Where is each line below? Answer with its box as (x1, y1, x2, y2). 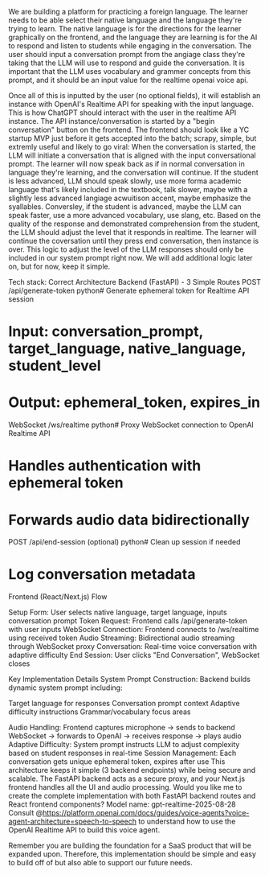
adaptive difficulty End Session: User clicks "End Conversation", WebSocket (8, 651, 260, 660)
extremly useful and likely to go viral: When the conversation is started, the (8, 142, 256, 151)
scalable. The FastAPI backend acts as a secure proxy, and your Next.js (8, 774, 246, 783)
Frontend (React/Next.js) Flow (8, 592, 108, 602)
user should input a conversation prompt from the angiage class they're (8, 50, 246, 59)
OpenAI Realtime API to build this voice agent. (8, 825, 161, 835)
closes (8, 659, 31, 668)
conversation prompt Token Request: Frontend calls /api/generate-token (8, 616, 247, 626)
